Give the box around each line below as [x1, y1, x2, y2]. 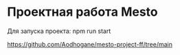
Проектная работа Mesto [7, 4, 158, 20]
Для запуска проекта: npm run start [7, 27, 111, 35]
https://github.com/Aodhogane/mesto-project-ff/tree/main [7, 40, 173, 48]
